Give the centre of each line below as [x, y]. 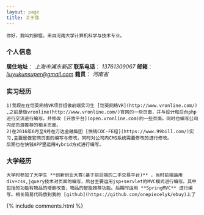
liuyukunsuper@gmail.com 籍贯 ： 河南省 [57, 74]
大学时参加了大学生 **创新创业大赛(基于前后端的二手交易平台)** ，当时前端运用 [95, 175]
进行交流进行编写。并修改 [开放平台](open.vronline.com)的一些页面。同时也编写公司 [102, 119]
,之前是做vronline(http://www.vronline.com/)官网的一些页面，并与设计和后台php [101, 112]
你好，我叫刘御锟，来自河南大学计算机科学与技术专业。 [66, 35]
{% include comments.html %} [45, 206]
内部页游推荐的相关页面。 [34, 125]
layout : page [23, 12]
